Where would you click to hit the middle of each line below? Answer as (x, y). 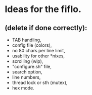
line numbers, (26, 77)
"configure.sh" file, (32, 67)
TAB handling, (27, 40)
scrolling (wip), (28, 61)
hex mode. (23, 88)
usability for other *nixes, (38, 56)
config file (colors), (32, 45)
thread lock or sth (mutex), (40, 82)
